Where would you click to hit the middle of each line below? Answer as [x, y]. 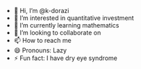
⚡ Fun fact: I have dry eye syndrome [66, 58]
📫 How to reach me [42, 40]
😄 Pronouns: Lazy [40, 50]
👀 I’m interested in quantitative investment [74, 18]
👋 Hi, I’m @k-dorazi [41, 11]
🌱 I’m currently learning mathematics [66, 25]
